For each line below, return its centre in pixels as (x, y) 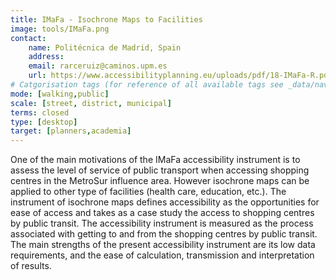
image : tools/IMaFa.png (60, 29)
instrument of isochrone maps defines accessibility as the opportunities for (165, 202)
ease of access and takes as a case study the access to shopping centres (162, 213)
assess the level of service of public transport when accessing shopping (160, 170)
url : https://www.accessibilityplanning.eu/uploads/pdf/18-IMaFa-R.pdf (180, 76)
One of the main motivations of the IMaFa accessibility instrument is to (155, 160)
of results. (31, 266)
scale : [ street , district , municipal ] (91, 103)
